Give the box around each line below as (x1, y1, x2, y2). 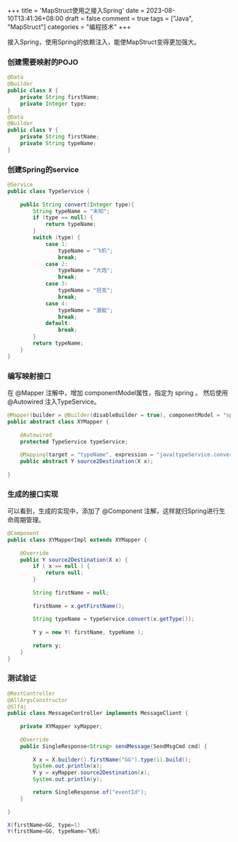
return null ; (45, 569, 84, 577)
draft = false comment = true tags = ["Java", (64, 14, 193, 23)
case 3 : (45, 280, 69, 288)
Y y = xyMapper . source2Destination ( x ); (33, 770, 151, 777)
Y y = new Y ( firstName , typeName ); (33, 629, 144, 636)
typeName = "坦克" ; (57, 287, 113, 294)
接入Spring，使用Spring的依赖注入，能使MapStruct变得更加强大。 (7, 38, 200, 46)
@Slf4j (7, 703, 27, 711)
